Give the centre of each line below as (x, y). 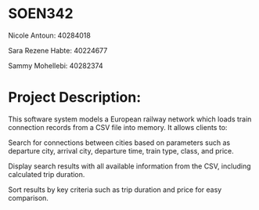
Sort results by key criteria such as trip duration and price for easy (115, 190)
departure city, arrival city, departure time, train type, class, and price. (121, 150)
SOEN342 (41, 14)
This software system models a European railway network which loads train (130, 119)
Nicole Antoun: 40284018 (50, 35)
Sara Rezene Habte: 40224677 (58, 50)
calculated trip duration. (47, 174)
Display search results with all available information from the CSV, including (130, 166)
